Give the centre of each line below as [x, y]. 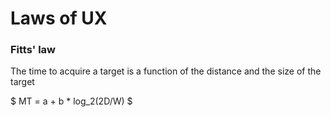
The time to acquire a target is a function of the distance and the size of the [166, 71]
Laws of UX [59, 18]
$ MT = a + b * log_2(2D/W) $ [71, 101]
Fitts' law [33, 50]
